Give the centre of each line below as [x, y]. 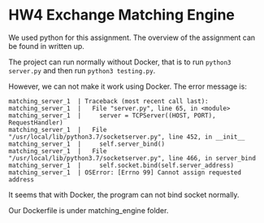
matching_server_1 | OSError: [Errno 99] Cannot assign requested [125, 173]
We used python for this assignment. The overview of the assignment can [132, 37]
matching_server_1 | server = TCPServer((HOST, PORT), [113, 116]
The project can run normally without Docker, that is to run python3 [120, 62]
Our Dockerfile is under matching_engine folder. [89, 210]
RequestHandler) [36, 122]
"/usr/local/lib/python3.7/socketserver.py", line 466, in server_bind [132, 158]
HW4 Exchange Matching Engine [122, 15]
